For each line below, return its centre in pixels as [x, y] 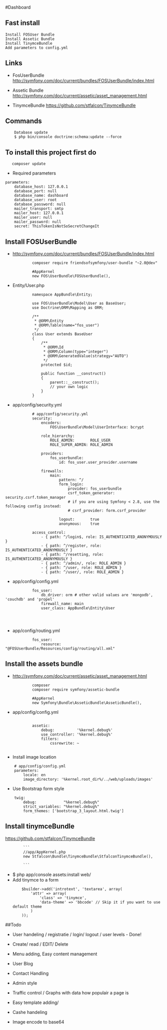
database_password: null [40, 204]
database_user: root [35, 200]
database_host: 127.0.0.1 [41, 187]
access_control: [49, 533]
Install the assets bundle [44, 664]
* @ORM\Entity [49, 321]
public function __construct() [73, 374]
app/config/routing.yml [36, 631]
